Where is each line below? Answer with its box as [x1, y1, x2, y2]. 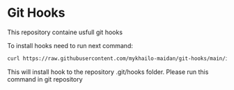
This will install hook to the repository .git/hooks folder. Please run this [7, 68, 209, 76]
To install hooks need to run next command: [7, 41, 134, 50]
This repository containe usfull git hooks [7, 28, 123, 36]
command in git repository [7, 75, 83, 83]
